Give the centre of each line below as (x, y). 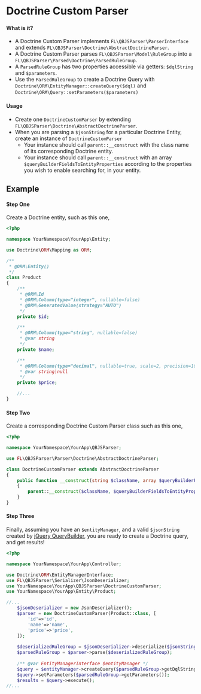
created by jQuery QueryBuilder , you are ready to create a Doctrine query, (98, 536)
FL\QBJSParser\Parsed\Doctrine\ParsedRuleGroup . (76, 60)
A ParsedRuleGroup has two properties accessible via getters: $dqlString (104, 66)
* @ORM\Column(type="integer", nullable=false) (80, 300)
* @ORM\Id (32, 295)
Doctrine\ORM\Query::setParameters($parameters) (77, 93)
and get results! (25, 543)
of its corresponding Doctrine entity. (68, 151)
